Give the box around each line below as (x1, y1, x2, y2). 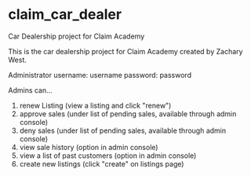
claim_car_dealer (8, 5, 122, 24)
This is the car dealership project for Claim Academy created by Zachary (8, 46, 243, 56)
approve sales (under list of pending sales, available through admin (19, 108, 237, 119)
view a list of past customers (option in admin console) (19, 151, 197, 160)
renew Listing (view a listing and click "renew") (19, 101, 172, 110)
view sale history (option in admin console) (19, 142, 158, 152)
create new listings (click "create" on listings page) (19, 159, 184, 168)
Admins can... (8, 85, 53, 95)
